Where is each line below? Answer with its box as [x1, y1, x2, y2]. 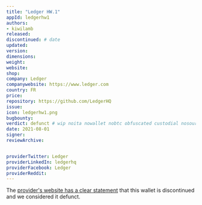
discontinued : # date [6, 37, 61, 43]
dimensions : [6, 54, 36, 60]
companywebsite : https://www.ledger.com [6, 82, 109, 88]
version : [6, 48, 28, 54]
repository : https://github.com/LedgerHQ [6, 98, 112, 104]
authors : [6, 20, 28, 26]
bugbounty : [6, 115, 34, 121]
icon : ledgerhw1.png [6, 109, 58, 115]
